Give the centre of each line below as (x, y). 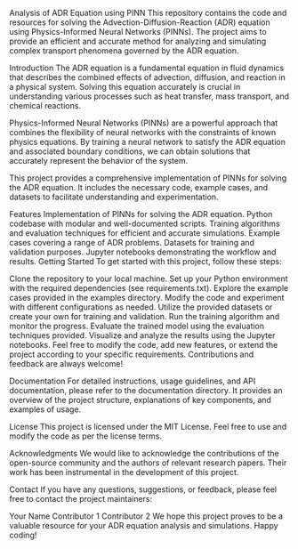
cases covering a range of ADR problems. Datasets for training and (132, 242)
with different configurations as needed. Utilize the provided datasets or (141, 307)
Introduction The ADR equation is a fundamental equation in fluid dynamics (147, 68)
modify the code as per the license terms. (86, 436)
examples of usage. (45, 409)
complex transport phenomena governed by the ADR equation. (124, 51)
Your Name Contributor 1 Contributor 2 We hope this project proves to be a (146, 516)
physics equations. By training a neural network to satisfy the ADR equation (148, 142)
